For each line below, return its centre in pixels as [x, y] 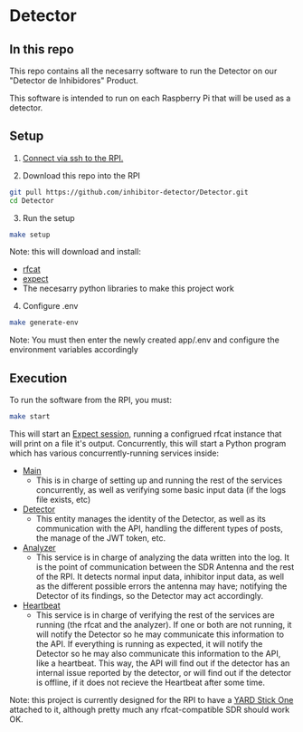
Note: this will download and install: [76, 252]
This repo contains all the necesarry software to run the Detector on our [143, 71]
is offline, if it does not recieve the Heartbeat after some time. [150, 682]
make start [30, 417]
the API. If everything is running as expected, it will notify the [149, 644]
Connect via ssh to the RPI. [73, 158]
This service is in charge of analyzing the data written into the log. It [162, 557]
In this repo [42, 49]
